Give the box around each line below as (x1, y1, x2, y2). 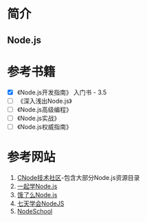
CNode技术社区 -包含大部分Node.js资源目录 (16, 173, 140, 181)
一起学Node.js (16, 182, 58, 190)
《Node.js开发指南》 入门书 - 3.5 (16, 88, 107, 97)
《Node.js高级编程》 (16, 105, 72, 114)
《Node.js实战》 (16, 114, 60, 122)
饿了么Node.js (16, 190, 58, 199)
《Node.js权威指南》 (16, 122, 72, 131)
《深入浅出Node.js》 (16, 97, 72, 105)
